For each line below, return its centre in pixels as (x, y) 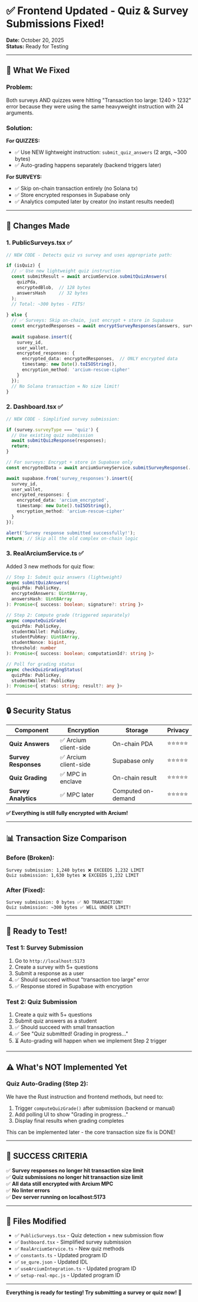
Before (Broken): (30, 858)
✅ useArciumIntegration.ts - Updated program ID (75, 1268)
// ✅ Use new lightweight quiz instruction (66, 271)
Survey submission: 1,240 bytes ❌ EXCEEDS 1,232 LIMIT (75, 870)
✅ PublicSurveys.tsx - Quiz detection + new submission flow (89, 1235)
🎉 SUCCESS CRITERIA (47, 1156)
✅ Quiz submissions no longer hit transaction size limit (75, 1177)
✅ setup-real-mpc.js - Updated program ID (67, 1275)
